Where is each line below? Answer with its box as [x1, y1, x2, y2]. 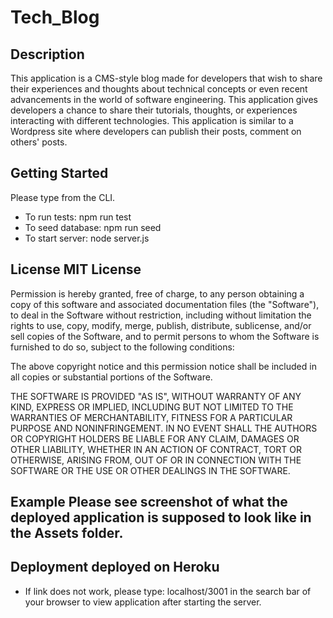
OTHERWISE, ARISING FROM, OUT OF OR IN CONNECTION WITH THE [10, 454, 302, 466]
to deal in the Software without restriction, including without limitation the [10, 309, 312, 321]
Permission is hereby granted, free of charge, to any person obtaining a [10, 287, 305, 300]
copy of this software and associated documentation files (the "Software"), [10, 298, 320, 310]
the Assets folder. [10, 525, 124, 542]
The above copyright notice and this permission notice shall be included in [10, 360, 317, 372]
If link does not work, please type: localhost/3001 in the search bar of [24, 585, 312, 597]
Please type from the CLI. [10, 191, 116, 203]
